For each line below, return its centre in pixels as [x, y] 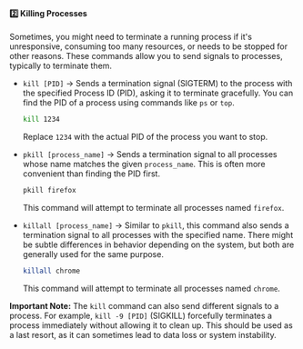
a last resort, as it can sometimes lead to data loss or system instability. [143, 334]
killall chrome [51, 271]
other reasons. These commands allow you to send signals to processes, [146, 56]
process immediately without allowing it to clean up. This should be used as [151, 325]
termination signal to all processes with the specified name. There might [158, 234]
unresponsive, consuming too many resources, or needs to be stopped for [149, 46]
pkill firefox [49, 191]
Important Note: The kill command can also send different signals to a [144, 305]
